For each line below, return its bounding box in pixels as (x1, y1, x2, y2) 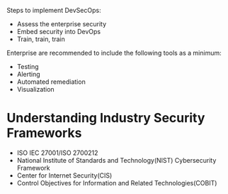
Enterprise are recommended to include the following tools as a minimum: (6, 49, 222, 57)
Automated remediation (16, 77, 86, 86)
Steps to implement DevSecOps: (6, 6, 101, 14)
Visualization (16, 85, 55, 93)
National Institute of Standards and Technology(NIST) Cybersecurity (16, 156, 217, 164)
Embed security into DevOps (16, 28, 101, 36)
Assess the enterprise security (16, 20, 107, 28)
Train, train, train (16, 35, 65, 43)
